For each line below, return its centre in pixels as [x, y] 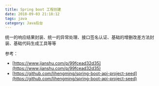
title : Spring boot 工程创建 [33, 9]
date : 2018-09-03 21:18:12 [32, 14]
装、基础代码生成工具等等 [31, 43]
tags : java [16, 18]
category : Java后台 [24, 23]
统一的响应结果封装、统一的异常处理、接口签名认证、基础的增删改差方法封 [79, 37]
